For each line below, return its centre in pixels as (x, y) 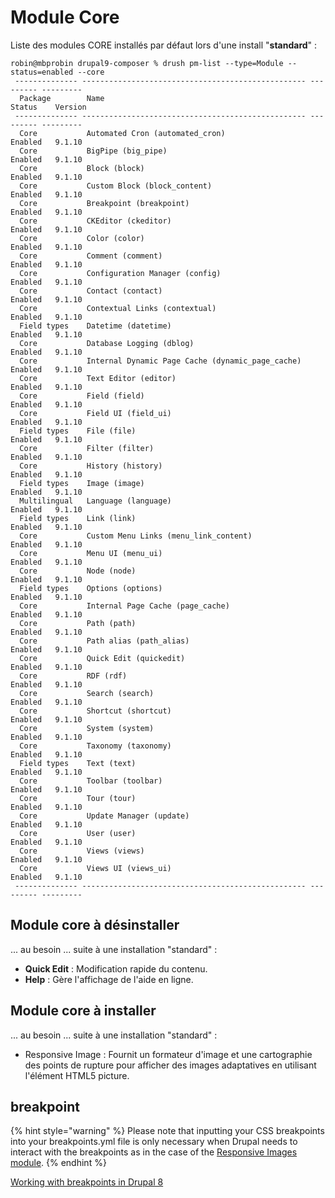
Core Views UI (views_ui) (95, 868)
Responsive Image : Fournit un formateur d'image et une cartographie (168, 1054)
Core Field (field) (82, 396)
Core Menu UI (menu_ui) (91, 553)
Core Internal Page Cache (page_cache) (124, 606)
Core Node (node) (78, 571)
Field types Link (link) (78, 518)
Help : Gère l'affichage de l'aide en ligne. (109, 979)
